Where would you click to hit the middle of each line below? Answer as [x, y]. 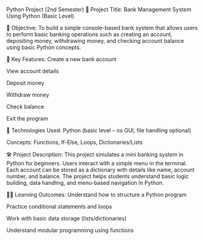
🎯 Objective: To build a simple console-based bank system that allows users [102, 28]
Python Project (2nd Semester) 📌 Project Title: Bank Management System [99, 9]
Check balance [25, 107]
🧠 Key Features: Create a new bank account [62, 59]
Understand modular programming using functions [70, 230]
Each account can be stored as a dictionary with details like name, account [100, 170]
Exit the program [27, 118]
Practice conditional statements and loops [59, 206]
